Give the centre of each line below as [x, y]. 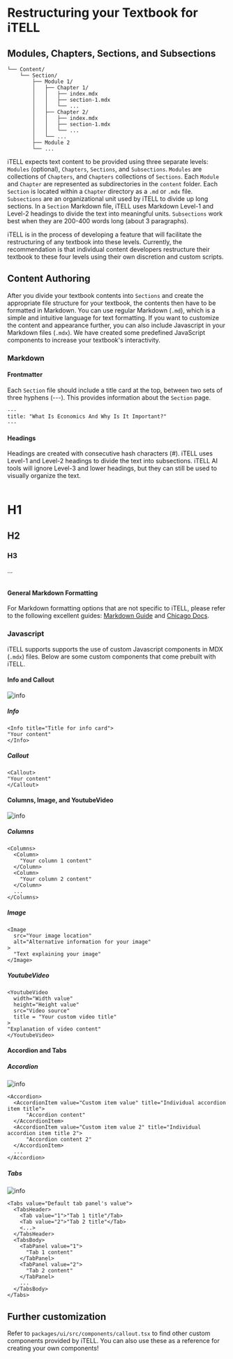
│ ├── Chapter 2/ [61, 112]
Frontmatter [25, 375]
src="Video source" [42, 1011]
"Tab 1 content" [49, 1253]
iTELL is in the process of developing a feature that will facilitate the [105, 234]
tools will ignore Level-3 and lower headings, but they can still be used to [112, 468]
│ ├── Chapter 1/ [61, 88]
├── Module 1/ [53, 82]
